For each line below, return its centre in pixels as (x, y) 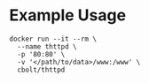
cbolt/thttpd (41, 70)
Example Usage (68, 15)
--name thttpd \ (47, 46)
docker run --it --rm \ (53, 39)
